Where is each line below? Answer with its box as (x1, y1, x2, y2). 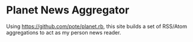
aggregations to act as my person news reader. (6, 29, 121, 36)
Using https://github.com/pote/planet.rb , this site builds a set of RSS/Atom (6, 23, 188, 30)
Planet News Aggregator (6, 3, 130, 17)
